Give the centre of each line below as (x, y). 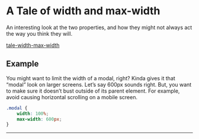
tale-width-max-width (33, 45)
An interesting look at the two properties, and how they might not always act (99, 27)
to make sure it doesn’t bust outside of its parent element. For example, (93, 91)
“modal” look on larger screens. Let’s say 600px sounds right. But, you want (99, 84)
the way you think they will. (39, 33)
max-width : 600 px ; (39, 119)
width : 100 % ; (33, 113)
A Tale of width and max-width (83, 11)
